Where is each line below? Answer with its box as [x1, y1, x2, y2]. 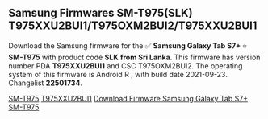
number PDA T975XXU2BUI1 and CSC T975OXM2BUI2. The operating [8, 60, 243, 71]
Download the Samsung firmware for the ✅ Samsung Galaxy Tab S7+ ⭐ [8, 40, 248, 51]
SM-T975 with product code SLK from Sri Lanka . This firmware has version [8, 52, 261, 62]
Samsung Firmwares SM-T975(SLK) [8, 6, 193, 20]
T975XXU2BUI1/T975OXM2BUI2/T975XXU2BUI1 [8, 19, 258, 33]
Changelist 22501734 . [8, 78, 83, 88]
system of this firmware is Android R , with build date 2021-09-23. [8, 69, 228, 79]
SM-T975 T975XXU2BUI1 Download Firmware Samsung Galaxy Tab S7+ [8, 93, 249, 103]
